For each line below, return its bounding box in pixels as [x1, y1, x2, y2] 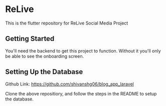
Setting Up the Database [5, 67, 83, 76]
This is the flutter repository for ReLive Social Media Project [5, 20, 128, 26]
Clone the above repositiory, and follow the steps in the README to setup [5, 90, 157, 96]
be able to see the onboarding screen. [5, 53, 84, 59]
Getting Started [5, 34, 55, 43]
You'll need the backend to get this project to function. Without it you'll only [5, 47, 161, 53]
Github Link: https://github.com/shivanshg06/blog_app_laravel [5, 81, 134, 87]
